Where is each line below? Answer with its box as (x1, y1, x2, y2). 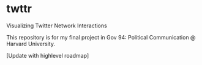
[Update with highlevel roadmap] (6, 52, 89, 59)
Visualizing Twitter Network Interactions (6, 22, 107, 29)
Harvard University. (6, 40, 55, 47)
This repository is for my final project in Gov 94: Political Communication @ (6, 33, 196, 41)
